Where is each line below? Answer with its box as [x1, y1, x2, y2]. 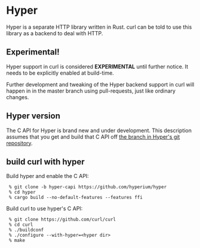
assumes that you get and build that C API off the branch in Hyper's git [6, 133, 180, 140]
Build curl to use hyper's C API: [6, 205, 83, 212]
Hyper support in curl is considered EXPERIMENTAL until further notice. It [6, 63, 189, 70]
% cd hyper [8, 189, 36, 195]
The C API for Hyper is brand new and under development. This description [6, 127, 192, 134]
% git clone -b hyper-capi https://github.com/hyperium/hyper [8, 184, 167, 190]
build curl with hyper [6, 157, 85, 167]
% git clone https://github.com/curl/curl [8, 216, 116, 223]
